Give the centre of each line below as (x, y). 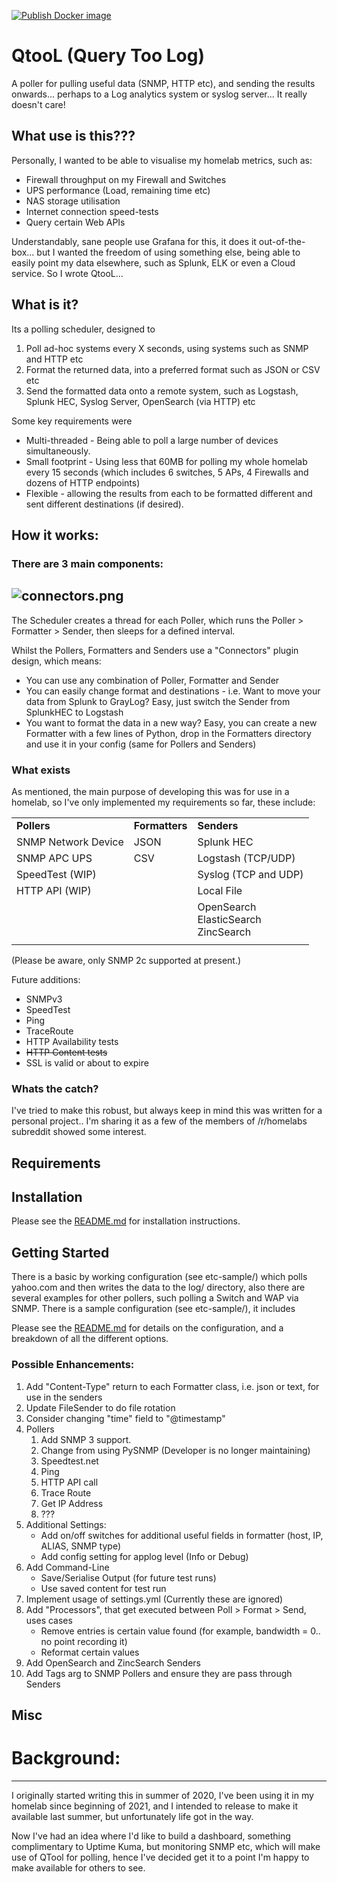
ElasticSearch (229, 919)
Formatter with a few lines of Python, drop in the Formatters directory (168, 733)
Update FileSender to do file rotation (100, 1407)
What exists (41, 770)
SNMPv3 (44, 999)
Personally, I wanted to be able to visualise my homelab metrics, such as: (162, 160)
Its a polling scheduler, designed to (83, 329)
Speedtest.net (69, 1461)
